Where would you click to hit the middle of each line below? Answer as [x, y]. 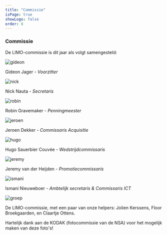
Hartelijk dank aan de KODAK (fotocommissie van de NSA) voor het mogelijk [84, 222]
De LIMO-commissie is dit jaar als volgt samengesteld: [61, 52]
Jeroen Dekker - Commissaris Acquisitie [47, 130]
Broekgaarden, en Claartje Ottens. [40, 213]
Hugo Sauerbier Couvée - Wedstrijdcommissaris [55, 149]
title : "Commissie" [25, 10]
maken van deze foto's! [29, 228]
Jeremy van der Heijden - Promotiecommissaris [54, 169]
